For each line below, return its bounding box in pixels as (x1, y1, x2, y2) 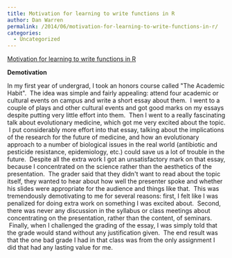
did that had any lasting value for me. (7, 243, 113, 252)
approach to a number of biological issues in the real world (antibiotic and (7, 140, 218, 149)
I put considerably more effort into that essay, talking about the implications (8, 126, 224, 134)
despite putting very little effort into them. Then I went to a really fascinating (7, 111, 226, 120)
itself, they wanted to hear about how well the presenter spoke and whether (7, 177, 223, 185)
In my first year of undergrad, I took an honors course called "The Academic (7, 82, 225, 90)
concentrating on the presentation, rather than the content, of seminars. (7, 214, 213, 222)
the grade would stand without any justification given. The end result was (7, 229, 218, 237)
